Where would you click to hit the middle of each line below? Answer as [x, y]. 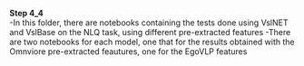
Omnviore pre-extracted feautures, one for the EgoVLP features [128, 52]
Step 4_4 [26, 13]
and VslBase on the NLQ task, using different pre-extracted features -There [150, 32]
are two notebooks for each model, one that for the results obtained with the [152, 42]
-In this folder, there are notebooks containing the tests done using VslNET [149, 23]
